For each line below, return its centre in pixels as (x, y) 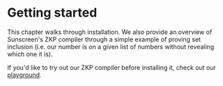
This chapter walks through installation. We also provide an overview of (110, 32)
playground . (24, 75)
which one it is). (30, 54)
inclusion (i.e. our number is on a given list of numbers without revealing (111, 46)
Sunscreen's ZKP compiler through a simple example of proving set (104, 39)
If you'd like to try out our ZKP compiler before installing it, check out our (111, 67)
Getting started (52, 13)
